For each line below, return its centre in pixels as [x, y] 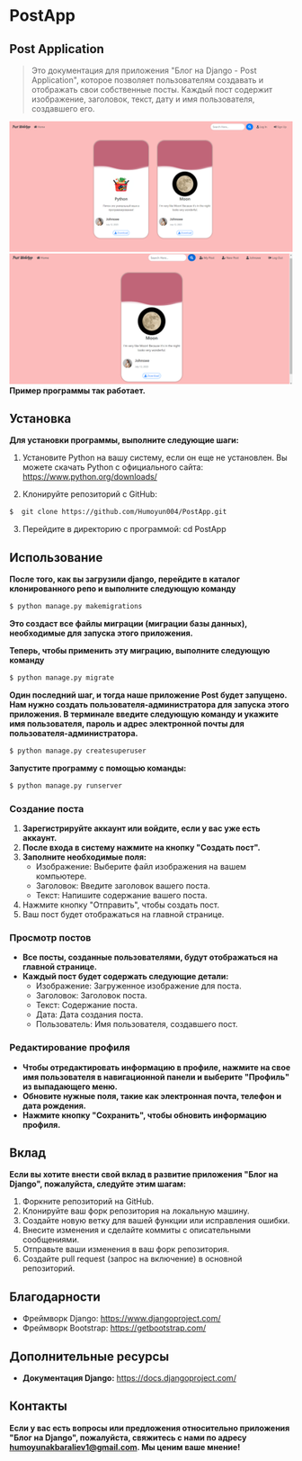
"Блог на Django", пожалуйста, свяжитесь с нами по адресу [128, 1438]
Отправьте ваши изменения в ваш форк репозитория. [126, 1249]
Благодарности [55, 1297]
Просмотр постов [50, 937]
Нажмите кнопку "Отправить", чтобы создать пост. [121, 905]
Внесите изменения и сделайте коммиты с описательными [137, 1231]
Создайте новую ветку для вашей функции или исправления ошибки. [156, 1221]
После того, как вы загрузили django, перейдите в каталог [125, 579]
